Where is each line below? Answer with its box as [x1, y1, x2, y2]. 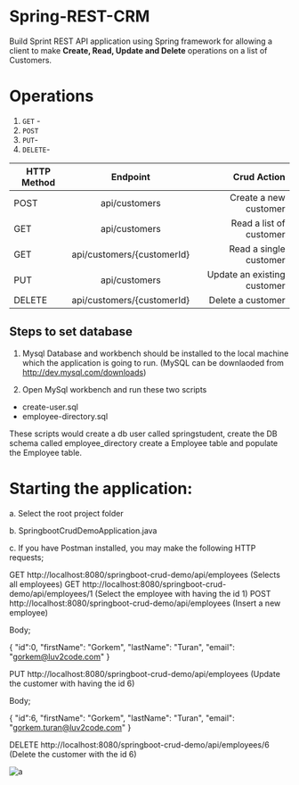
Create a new [230, 191, 286, 203]
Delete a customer [208, 293, 286, 306]
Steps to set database [9, 324, 133, 340]
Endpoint [110, 170, 151, 183]
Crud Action [232, 170, 286, 183]
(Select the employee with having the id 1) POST [94, 588, 271, 599]
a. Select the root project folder [9, 508, 124, 518]
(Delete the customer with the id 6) [9, 748, 137, 759]
